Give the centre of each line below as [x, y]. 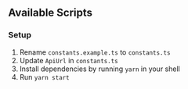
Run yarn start [44, 77]
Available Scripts [50, 13]
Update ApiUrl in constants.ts [69, 60]
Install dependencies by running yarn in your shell [99, 69]
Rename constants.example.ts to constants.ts [95, 52]
